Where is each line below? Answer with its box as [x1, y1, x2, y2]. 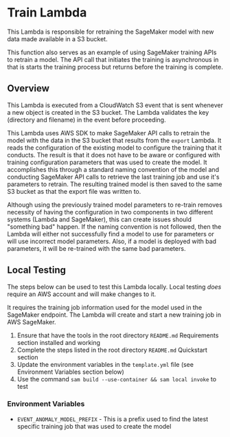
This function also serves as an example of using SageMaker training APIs [7, 48, 217, 56]
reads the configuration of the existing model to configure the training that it [7, 143, 222, 152]
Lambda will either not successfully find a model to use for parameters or [7, 229, 215, 238]
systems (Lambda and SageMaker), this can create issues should [7, 215, 192, 223]
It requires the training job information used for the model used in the [7, 303, 203, 311]
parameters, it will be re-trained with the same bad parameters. [7, 244, 186, 252]
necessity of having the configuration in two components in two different [7, 208, 214, 216]
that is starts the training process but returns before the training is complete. [7, 63, 223, 71]
